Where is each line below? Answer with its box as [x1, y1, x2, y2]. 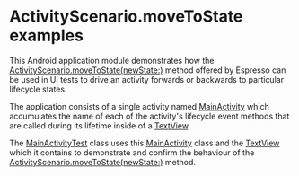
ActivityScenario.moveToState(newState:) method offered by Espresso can [9, 65, 286, 75]
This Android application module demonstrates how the [9, 55, 215, 66]
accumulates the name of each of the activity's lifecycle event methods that [9, 110, 290, 121]
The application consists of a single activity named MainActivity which [9, 101, 269, 111]
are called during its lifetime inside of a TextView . [9, 119, 191, 131]
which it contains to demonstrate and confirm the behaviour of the [9, 146, 255, 158]
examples [9, 25, 84, 46]
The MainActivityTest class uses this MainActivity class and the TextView [9, 137, 280, 148]
